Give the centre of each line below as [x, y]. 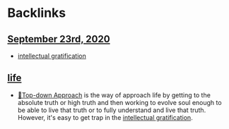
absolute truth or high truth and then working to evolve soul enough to [119, 102]
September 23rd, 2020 [59, 39]
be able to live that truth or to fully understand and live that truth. [112, 110]
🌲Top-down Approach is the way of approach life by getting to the [114, 95]
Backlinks [37, 13]
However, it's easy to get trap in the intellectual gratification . [105, 117]
